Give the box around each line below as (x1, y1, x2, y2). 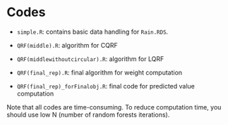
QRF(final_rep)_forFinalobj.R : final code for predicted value (16, 81, 196, 90)
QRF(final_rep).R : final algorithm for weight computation (16, 68, 183, 77)
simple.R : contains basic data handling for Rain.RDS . (16, 27, 169, 36)
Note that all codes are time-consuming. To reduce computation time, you (6, 103, 222, 111)
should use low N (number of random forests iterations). (6, 110, 170, 119)
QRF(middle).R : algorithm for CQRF (16, 41, 118, 49)
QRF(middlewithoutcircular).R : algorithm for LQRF (16, 54, 164, 63)
